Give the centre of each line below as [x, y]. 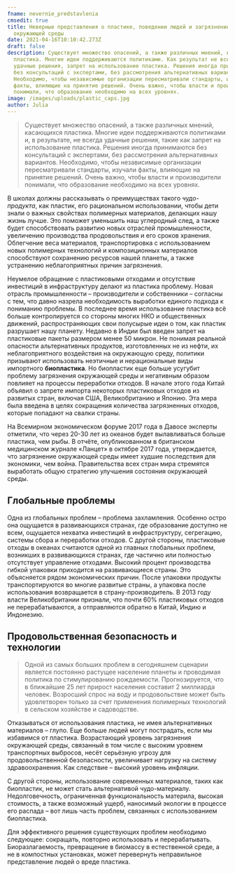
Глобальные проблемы [61, 501]
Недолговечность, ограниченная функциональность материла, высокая [115, 796]
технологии [34, 648]
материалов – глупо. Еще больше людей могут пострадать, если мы [110, 730]
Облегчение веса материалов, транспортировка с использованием [109, 243]
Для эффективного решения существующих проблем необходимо [107, 832]
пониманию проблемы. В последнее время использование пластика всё [117, 309]
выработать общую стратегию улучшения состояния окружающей [107, 471]
